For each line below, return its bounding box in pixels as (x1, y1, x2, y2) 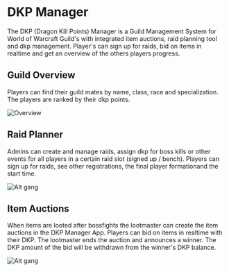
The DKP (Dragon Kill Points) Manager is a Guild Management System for (7, 27, 217, 35)
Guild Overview (7, 69, 76, 81)
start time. (7, 169, 37, 178)
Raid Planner (7, 129, 64, 141)
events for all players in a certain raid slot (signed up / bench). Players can (7, 154, 220, 163)
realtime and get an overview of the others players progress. (7, 49, 180, 58)
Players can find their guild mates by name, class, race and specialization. (7, 87, 219, 96)
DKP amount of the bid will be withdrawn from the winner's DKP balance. (7, 244, 217, 252)
